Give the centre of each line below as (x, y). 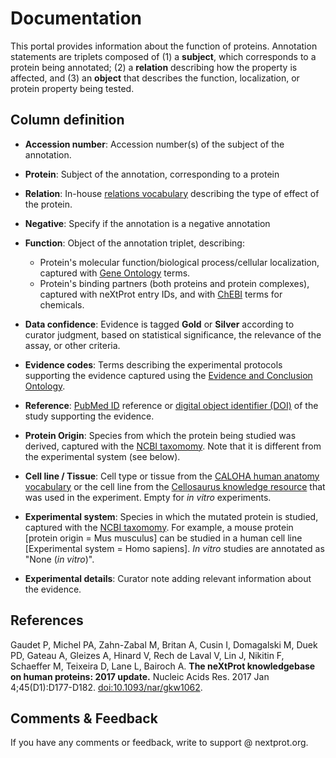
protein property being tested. (72, 88)
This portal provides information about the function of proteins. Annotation (164, 46)
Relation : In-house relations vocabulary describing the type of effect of (172, 193)
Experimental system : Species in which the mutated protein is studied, (171, 516)
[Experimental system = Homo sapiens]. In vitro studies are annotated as (174, 548)
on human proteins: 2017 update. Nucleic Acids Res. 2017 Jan (140, 676)
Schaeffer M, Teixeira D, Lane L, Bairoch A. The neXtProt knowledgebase (163, 666)
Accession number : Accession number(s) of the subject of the (154, 144)
